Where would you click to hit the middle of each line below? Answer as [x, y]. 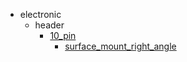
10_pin [63, 35]
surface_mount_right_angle [120, 46]
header [49, 25]
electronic [40, 14]
